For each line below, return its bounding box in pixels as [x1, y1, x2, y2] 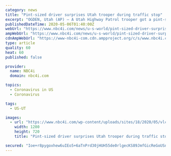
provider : [5, 64, 26, 69]
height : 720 [14, 129, 40, 135]
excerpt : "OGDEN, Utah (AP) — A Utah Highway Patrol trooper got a [5, 17, 152, 22]
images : [5, 115, 22, 120]
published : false [5, 54, 42, 60]
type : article [5, 41, 36, 46]
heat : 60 [5, 50, 24, 55]
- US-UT [10, 106, 26, 111]
